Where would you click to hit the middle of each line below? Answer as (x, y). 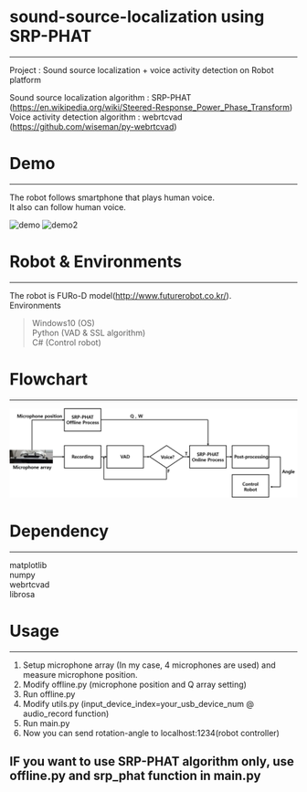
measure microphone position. (80, 674)
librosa (22, 594)
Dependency (59, 531)
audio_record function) (66, 713)
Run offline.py (49, 694)
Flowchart (49, 379)
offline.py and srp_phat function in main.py (135, 776)
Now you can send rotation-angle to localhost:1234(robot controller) (151, 733)
